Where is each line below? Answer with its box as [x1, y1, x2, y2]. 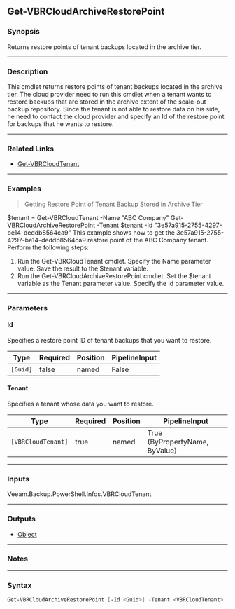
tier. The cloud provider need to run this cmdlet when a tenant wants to [7, 90, 212, 98]
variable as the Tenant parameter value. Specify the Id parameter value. [17, 279, 225, 287]
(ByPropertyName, [147, 437, 209, 446]
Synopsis [7, 27, 40, 36]
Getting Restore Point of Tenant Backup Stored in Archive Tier [24, 200, 203, 208]
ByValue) [147, 445, 177, 455]
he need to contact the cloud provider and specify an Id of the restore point [7, 112, 225, 121]
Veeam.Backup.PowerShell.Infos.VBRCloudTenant [7, 490, 152, 498]
